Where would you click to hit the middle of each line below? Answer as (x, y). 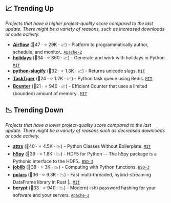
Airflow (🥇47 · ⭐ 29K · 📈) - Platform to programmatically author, (81, 44)
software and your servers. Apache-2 (51, 195)
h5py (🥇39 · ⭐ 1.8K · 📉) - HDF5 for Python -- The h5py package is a (85, 154)
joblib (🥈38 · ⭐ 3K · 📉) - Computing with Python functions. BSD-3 (81, 167)
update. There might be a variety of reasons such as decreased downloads (85, 130)
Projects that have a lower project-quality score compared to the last (78, 125)
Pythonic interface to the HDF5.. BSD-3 (53, 161)
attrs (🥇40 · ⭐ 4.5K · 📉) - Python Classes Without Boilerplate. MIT (82, 146)
